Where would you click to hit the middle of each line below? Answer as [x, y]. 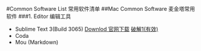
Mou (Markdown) [37, 42]
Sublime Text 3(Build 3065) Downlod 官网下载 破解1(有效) [87, 29]
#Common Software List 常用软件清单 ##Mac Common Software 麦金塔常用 [101, 9]
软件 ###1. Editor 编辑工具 [39, 16]
